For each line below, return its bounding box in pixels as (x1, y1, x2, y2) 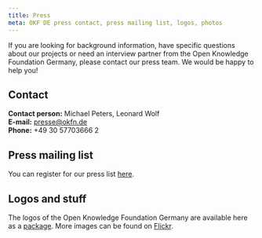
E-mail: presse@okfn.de (8, 117, 88, 126)
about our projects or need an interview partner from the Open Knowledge (8, 49, 249, 58)
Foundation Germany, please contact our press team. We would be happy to (8, 57, 254, 67)
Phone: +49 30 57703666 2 (8, 126, 100, 135)
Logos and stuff (8, 192, 87, 205)
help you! (8, 65, 38, 75)
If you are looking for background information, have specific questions (8, 40, 235, 49)
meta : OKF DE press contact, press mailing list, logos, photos (8, 19, 223, 27)
